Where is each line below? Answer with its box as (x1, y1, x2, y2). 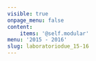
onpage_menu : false (7, 17, 64, 24)
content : (7, 23, 33, 30)
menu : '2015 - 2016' (7, 36, 68, 43)
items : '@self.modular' (20, 29, 90, 37)
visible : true (7, 10, 49, 18)
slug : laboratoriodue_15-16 (7, 43, 90, 50)
